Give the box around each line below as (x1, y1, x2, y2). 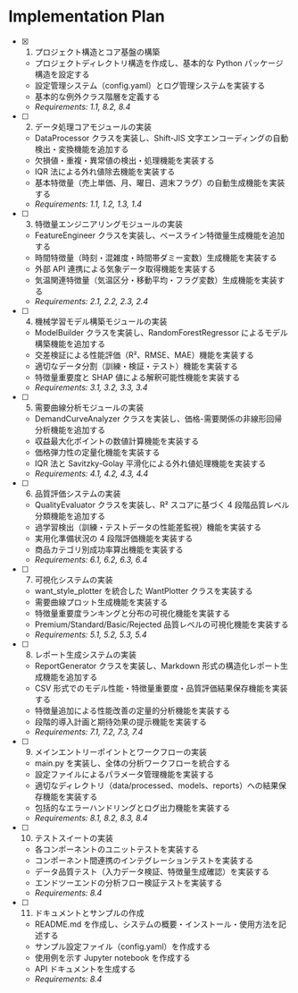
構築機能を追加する (34, 338, 106, 349)
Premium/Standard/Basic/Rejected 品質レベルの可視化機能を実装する (34, 619, 289, 630)
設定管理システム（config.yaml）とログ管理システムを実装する (34, 80, 265, 90)
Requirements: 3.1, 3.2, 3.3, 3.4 (34, 382, 148, 393)
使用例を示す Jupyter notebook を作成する (34, 952, 191, 963)
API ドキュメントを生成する (34, 963, 136, 974)
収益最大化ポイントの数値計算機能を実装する (34, 436, 200, 446)
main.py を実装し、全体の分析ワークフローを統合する (34, 758, 231, 768)
